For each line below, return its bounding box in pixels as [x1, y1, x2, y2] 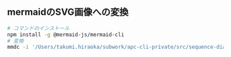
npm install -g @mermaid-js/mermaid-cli [7, 31, 125, 38]
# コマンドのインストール [7, 24, 70, 32]
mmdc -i [7, 43, 30, 51]
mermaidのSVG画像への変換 [7, 6, 129, 18]
